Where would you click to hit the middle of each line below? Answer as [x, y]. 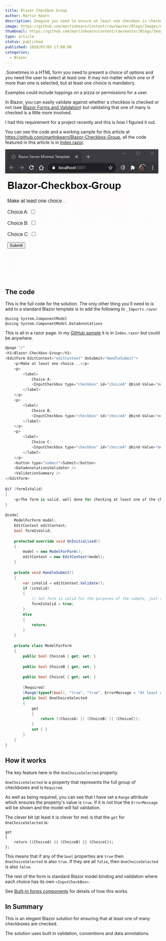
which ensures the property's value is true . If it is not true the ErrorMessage [82, 802]
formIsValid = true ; [53, 604]
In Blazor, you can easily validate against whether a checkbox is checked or [82, 102]
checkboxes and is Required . [34, 787]
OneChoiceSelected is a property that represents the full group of [70, 782]
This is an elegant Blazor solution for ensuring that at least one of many [78, 919]
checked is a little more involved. [39, 112]
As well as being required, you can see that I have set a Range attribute [77, 797]
